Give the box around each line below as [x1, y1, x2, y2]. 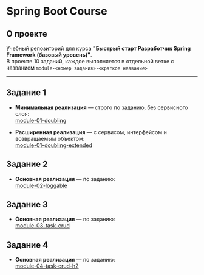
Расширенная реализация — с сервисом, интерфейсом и [15, 128, 167, 135]
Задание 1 [6, 87, 47, 98]
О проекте [6, 29, 47, 39]
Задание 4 [6, 240, 49, 250]
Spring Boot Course [6, 4, 107, 18]
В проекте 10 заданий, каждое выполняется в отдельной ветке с [6, 58, 174, 65]
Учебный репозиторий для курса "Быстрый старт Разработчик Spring [6, 45, 191, 52]
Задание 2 [6, 159, 48, 170]
